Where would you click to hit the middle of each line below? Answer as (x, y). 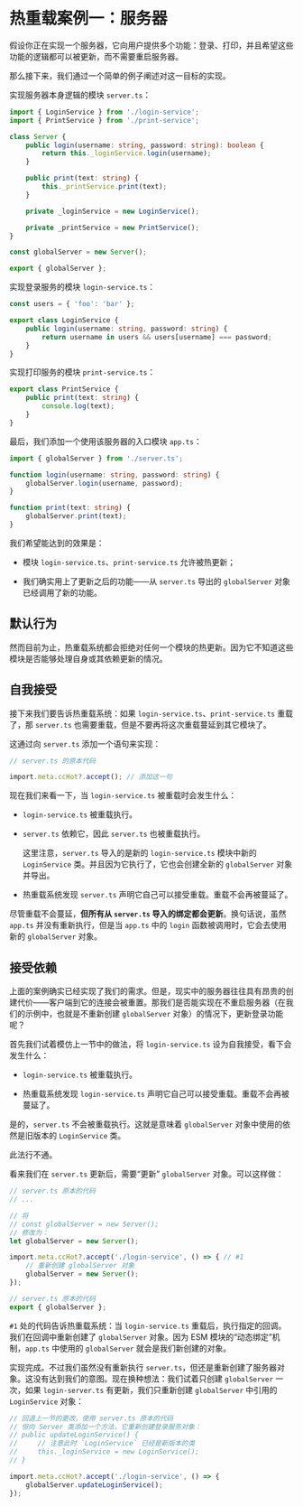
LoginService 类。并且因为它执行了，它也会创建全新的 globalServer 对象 (157, 864)
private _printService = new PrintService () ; (113, 228)
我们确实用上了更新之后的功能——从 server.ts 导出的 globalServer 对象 (156, 581)
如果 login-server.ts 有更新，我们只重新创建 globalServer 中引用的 (151, 1390)
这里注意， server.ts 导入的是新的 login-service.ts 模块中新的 (139, 853)
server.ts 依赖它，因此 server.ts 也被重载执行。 (114, 834)
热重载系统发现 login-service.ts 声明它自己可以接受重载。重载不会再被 (156, 1094)
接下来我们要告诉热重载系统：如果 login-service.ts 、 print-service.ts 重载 (151, 713)
